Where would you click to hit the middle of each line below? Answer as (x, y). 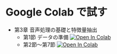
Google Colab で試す (56, 12)
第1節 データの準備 (46, 37)
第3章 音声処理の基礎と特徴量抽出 (56, 30)
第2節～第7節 (39, 45)
